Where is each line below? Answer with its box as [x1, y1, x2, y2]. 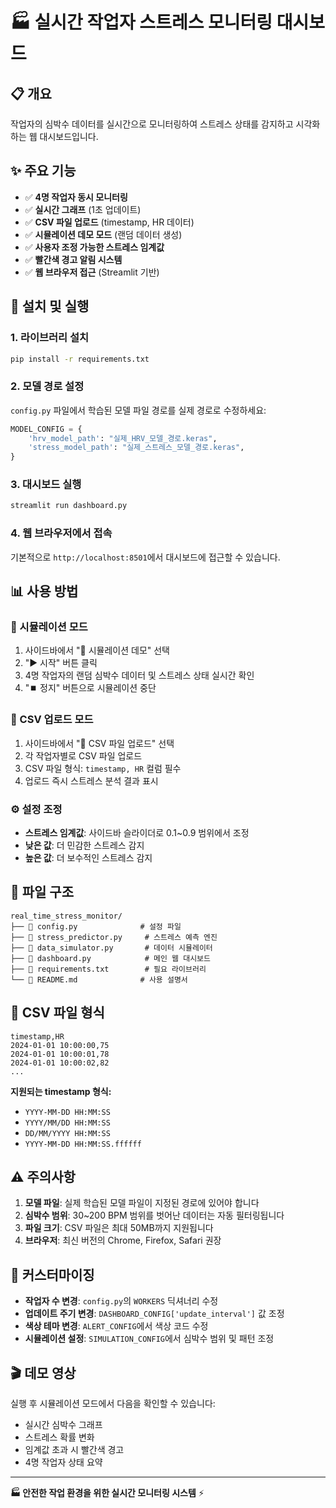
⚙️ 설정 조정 [10, 802, 63, 816]
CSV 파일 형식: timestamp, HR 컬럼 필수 [24, 762, 182, 774]
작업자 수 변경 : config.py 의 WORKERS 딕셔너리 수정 [24, 1295, 219, 1307]
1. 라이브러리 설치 [10, 331, 90, 345]
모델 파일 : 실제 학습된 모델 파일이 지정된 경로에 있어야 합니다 [24, 1197, 260, 1209]
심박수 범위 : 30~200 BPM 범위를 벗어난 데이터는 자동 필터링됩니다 [24, 1209, 285, 1222]
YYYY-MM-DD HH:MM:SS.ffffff [24, 1139, 142, 1149]
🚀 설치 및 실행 [10, 298, 90, 315]
